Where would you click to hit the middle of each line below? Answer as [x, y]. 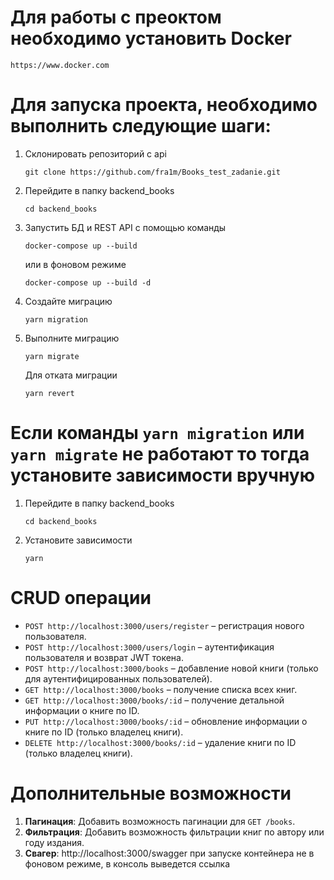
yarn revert [49, 393]
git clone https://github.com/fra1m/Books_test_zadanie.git [152, 172]
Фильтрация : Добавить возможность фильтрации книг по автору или [174, 832]
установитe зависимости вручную [162, 475]
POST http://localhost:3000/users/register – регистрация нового [164, 625]
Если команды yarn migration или [157, 433]
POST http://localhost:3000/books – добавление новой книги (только [171, 668]
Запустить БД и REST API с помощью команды [125, 227]
